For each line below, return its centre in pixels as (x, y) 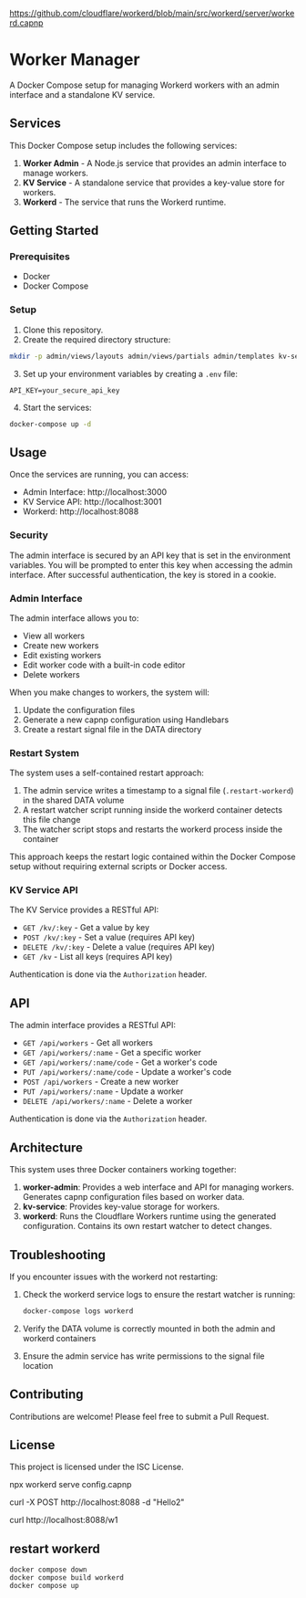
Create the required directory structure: (97, 339)
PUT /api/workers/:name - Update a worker (103, 1091)
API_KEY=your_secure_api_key (65, 390)
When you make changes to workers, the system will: (109, 692)
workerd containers (59, 1338)
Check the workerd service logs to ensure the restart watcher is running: (159, 1294)
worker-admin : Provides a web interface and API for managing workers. (158, 1187)
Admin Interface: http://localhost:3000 (95, 492)
